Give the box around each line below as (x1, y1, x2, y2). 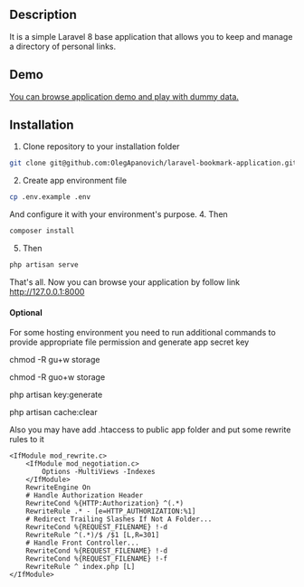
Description (9, 7, 77, 23)
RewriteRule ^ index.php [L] (25, 563, 136, 572)
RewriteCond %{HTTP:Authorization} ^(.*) (25, 499, 184, 508)
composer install (9, 226, 75, 236)
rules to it (9, 434, 45, 445)
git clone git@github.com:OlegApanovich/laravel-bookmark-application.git (9, 158, 298, 168)
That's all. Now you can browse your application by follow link (9, 276, 241, 288)
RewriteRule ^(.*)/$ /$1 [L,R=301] (25, 531, 160, 540)
